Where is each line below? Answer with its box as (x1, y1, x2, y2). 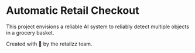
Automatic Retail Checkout (6, 4, 139, 17)
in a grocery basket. (6, 29, 54, 36)
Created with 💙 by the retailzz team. (6, 40, 93, 47)
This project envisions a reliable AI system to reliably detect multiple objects (6, 23, 189, 30)
